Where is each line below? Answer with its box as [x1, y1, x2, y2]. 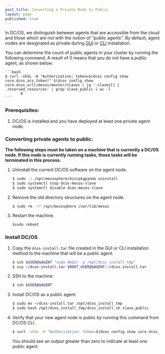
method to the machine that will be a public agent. [12, 250, 114, 256]
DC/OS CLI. [12, 320, 36, 326]
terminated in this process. [5, 157, 61, 163]
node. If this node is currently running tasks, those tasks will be [5, 152, 137, 158]
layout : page [5, 12, 32, 17]
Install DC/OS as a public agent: [12, 292, 77, 297]
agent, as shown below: [5, 60, 53, 66]
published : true [5, 16, 38, 21]
